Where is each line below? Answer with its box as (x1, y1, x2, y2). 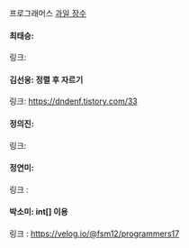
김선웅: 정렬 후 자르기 (9, 74, 84, 85)
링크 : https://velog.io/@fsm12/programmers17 (9, 228, 180, 239)
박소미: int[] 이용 (9, 207, 68, 217)
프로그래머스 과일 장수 (9, 8, 87, 18)
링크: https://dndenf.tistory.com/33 (9, 96, 138, 106)
